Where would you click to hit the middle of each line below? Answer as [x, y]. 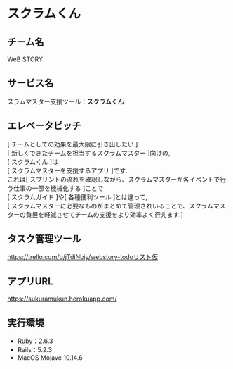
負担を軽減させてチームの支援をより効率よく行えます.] [105, 214]
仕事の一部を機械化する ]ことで [58, 188]
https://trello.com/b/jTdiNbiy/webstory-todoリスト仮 [82, 257]
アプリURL [31, 281]
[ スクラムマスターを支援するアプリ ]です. [67, 170]
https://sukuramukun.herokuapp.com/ [62, 299]
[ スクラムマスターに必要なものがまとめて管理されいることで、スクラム [111, 206]
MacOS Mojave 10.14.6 [50, 358]
